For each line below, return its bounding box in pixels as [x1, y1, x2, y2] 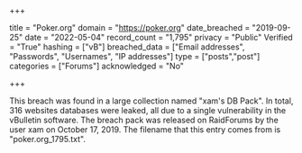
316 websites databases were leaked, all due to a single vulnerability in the [9, 105, 287, 115]
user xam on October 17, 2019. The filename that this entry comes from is [9, 124, 281, 135]
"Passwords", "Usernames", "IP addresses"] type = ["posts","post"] [9, 51, 261, 61]
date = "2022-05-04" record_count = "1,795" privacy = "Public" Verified [24, 32, 293, 42]
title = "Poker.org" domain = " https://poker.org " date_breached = [9, 22, 251, 32]
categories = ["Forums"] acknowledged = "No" [9, 60, 185, 71]
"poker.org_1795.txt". [9, 134, 86, 144]
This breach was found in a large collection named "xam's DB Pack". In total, [9, 95, 294, 106]
